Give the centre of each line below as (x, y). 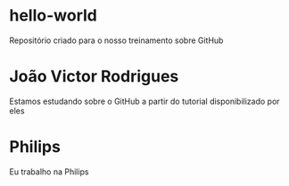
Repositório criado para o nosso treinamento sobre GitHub (116, 40)
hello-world (54, 16)
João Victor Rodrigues (94, 76)
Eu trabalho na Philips (49, 172)
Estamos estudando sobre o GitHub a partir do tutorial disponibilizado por (144, 101)
